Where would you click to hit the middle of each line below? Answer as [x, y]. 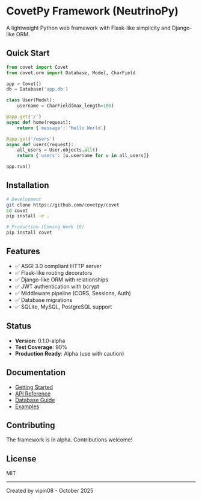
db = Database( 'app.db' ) [37, 89]
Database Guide [35, 400]
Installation [28, 185]
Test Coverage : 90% [41, 347]
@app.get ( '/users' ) [31, 139]
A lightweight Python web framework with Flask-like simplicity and [89, 28]
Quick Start [28, 53]
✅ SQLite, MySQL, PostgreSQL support [63, 307]
